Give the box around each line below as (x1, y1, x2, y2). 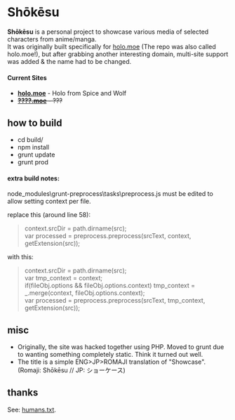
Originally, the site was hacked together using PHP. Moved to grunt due (17, 342, 224, 351)
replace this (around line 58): (7, 211, 91, 219)
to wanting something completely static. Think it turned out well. (17, 350, 203, 358)
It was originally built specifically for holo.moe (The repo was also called (7, 42, 216, 51)
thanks (7, 387, 39, 399)
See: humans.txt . (7, 405, 56, 414)
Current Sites (7, 73, 47, 81)
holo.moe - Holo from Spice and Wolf (17, 89, 127, 98)
